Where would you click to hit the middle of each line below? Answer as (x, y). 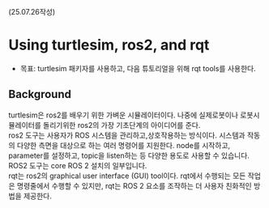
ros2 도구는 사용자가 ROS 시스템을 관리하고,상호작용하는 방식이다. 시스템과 (127, 135)
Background (40, 94)
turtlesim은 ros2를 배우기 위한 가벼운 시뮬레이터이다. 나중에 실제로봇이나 (124, 115)
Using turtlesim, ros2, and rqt (109, 45)
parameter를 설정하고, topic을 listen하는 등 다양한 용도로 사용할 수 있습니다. (129, 155)
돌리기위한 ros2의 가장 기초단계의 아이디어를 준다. (122, 125)
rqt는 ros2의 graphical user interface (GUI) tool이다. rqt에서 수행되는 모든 (127, 176)
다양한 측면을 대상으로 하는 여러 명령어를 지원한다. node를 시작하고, (124, 145)
